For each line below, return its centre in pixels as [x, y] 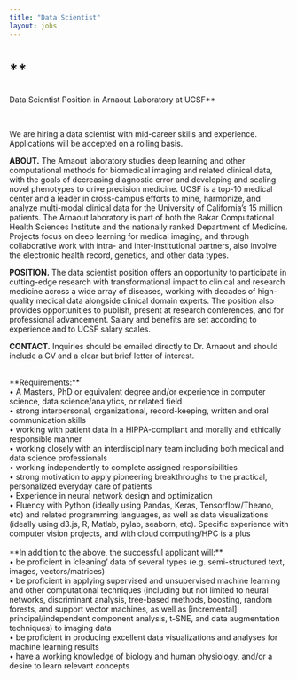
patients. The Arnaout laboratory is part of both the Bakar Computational [142, 217]
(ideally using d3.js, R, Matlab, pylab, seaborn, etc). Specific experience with [149, 524]
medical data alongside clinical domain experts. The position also [155, 300]
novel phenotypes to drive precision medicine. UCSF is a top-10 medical [141, 188]
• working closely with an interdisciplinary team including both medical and [146, 448]
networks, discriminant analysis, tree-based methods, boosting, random [141, 599]
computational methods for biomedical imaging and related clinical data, [141, 170]
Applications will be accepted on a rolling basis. [96, 143]
